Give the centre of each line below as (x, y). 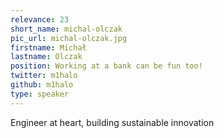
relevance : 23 (40, 19)
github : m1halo (42, 85)
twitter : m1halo (44, 76)
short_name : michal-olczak (66, 29)
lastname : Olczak (46, 57)
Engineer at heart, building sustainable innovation (112, 122)
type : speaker (40, 94)
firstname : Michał (48, 47)
